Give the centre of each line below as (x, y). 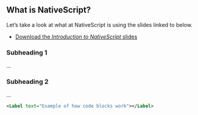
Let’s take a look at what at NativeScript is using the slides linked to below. (100, 24)
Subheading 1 (27, 53)
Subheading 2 (27, 82)
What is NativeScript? (49, 10)
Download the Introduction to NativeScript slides (76, 37)
